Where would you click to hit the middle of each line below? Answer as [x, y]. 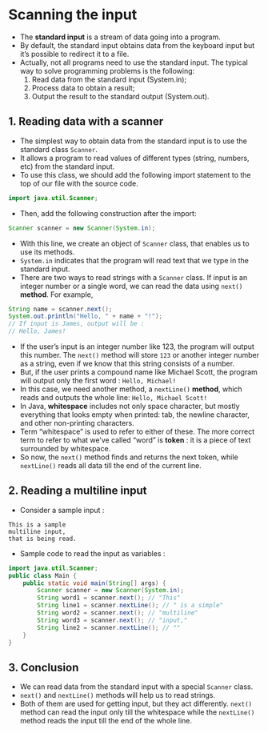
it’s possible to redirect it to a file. [74, 54]
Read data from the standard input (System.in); [109, 79]
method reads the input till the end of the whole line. [106, 721]
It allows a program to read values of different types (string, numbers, [134, 158]
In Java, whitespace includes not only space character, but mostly [130, 406]
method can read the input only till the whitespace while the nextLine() [137, 712]
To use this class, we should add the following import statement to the [135, 174]
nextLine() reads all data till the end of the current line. [110, 465]
